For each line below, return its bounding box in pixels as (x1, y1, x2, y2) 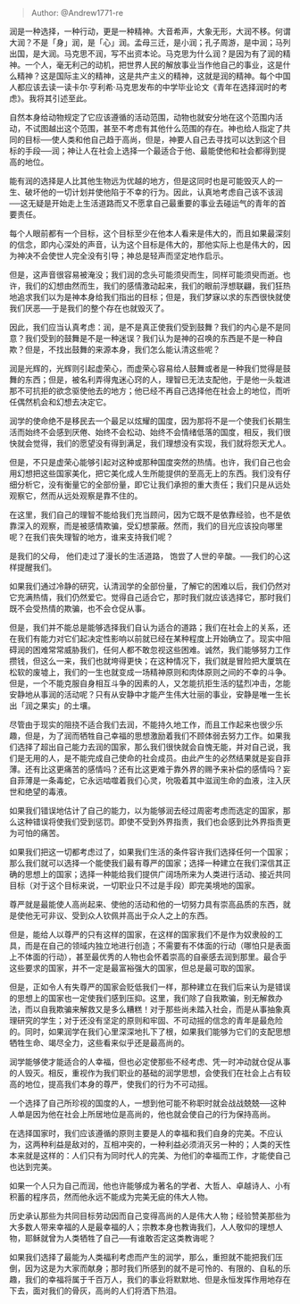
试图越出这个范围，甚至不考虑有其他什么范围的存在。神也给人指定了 (32, 123, 283, 133)
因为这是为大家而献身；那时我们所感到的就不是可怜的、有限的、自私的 (24, 1263, 283, 1274)
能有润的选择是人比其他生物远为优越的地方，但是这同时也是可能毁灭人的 (9, 176, 275, 186)
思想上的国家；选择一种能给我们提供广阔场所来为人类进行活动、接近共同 (24, 869, 291, 879)
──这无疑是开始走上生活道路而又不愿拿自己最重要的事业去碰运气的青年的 (9, 198, 279, 208)
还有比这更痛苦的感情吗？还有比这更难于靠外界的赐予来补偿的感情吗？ (24, 764, 283, 774)
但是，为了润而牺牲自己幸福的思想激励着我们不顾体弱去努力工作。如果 (24, 731, 283, 740)
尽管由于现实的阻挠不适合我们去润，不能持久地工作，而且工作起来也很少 (9, 719, 275, 730)
